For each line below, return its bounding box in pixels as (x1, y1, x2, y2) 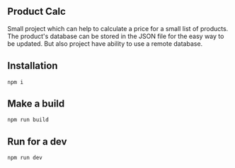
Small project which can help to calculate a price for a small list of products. (7, 24, 229, 32)
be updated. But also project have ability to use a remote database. (7, 39, 203, 48)
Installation (7, 60, 58, 72)
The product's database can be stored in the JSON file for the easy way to (7, 32, 224, 40)
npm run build (7, 116, 50, 124)
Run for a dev (7, 136, 67, 148)
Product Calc (7, 6, 66, 18)
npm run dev (7, 155, 42, 162)
